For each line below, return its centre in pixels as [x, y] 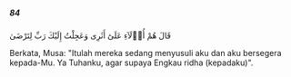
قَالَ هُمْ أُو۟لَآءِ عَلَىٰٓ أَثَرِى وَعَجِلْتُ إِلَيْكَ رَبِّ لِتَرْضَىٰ [90, 35]
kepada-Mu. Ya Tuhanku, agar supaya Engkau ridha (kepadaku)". [131, 63]
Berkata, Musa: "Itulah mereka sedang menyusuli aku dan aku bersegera [145, 53]
